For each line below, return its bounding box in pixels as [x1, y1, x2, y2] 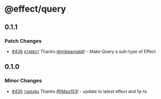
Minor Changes [4, 77, 42, 84]
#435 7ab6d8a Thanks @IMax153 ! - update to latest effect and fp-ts [11, 88, 147, 94]
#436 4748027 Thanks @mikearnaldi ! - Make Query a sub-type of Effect [11, 48, 156, 54]
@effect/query [4, 3, 67, 15]
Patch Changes [4, 38, 42, 44]
